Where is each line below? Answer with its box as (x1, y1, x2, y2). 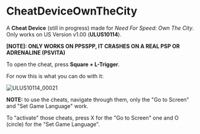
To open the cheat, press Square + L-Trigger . (6, 61, 120, 68)
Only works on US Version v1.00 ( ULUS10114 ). (6, 30, 122, 38)
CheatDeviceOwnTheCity (6, 4, 138, 18)
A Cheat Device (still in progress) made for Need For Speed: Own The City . (6, 24, 195, 32)
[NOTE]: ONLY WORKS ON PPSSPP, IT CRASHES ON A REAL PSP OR (6, 42, 180, 50)
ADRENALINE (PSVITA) (6, 49, 65, 56)
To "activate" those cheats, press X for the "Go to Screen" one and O (6, 114, 179, 121)
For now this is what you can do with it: (6, 72, 104, 79)
